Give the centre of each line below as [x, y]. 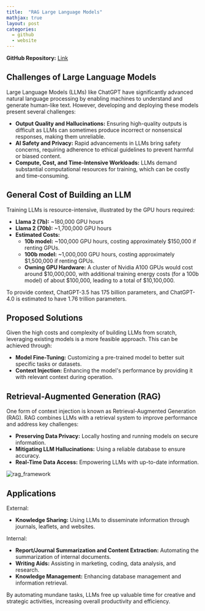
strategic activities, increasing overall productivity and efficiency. [88, 601]
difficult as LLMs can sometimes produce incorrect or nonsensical [99, 130]
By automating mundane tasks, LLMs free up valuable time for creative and [101, 595]
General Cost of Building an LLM [69, 195]
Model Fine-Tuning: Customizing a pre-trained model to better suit [100, 358]
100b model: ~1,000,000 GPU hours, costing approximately [99, 254]
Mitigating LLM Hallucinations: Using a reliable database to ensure [100, 449]
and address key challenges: [43, 425]
